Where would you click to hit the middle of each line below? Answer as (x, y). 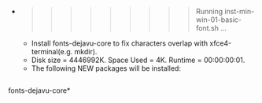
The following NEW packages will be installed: (106, 68)
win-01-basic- (219, 20)
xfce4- (221, 43)
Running (209, 11)
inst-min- (239, 11)
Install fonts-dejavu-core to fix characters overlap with (120, 43)
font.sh (207, 28)
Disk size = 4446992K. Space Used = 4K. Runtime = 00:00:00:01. (138, 60)
